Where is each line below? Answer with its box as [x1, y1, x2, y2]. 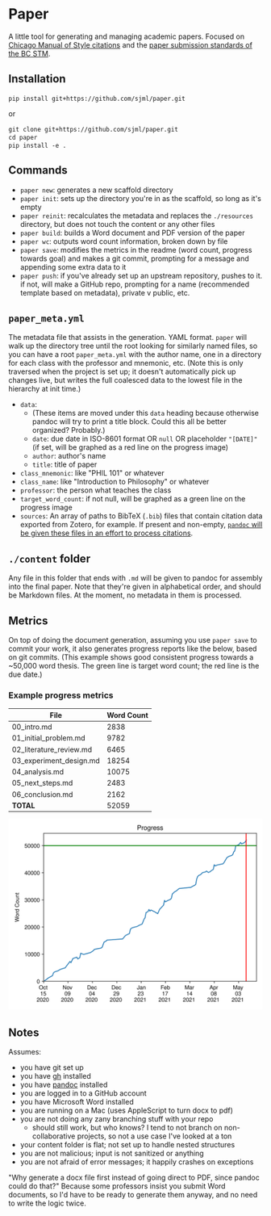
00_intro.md [11, 722, 52, 732]
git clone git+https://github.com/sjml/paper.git [8, 125, 179, 133]
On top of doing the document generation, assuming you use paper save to [8, 635, 257, 644]
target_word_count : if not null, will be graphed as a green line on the [19, 494, 246, 504]
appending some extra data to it [19, 262, 127, 271]
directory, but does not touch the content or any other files [19, 219, 215, 229]
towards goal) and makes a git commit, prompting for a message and [19, 254, 250, 263]
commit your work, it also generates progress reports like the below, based [8, 644, 257, 653]
